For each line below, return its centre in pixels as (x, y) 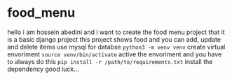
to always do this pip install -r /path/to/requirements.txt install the (110, 61)
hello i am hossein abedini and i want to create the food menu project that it (116, 32)
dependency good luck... (43, 69)
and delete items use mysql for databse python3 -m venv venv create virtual (116, 47)
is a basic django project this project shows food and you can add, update (114, 39)
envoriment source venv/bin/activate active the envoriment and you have (115, 54)
